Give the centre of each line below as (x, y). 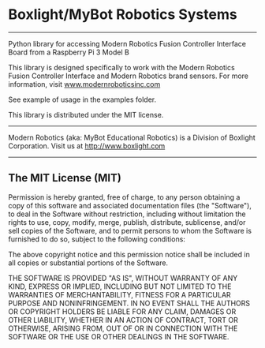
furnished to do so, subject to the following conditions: (97, 239)
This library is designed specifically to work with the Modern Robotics (121, 67)
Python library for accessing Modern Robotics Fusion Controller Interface (127, 43)
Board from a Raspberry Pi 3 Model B (69, 52)
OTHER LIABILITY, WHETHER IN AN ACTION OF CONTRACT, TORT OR (123, 320)
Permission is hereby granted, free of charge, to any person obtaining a (124, 197)
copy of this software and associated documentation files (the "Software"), (130, 205)
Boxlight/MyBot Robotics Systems (123, 15)
